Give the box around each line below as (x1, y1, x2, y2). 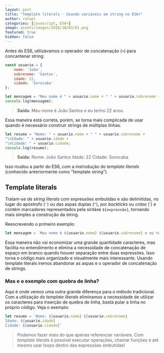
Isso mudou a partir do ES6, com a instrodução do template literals (5, 164, 140, 169)
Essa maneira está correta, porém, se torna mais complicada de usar (5, 117, 143, 123)
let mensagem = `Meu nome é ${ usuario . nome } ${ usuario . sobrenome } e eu (5, 231, 154, 235)
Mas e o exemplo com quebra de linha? (5, 278, 99, 284)
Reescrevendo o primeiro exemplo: (5, 221, 76, 227)
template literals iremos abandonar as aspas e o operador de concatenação (5, 260, 157, 266)
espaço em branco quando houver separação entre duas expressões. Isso (5, 250, 155, 256)
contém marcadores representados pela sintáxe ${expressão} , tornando (5, 207, 150, 212)
